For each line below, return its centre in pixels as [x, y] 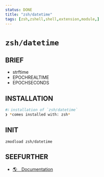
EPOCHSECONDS [31, 83]
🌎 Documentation [33, 169]
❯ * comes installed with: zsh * [38, 115]
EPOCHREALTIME [31, 77]
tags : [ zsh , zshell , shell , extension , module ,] [52, 19]
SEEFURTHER [27, 157]
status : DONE [19, 10]
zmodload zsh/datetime [29, 142]
